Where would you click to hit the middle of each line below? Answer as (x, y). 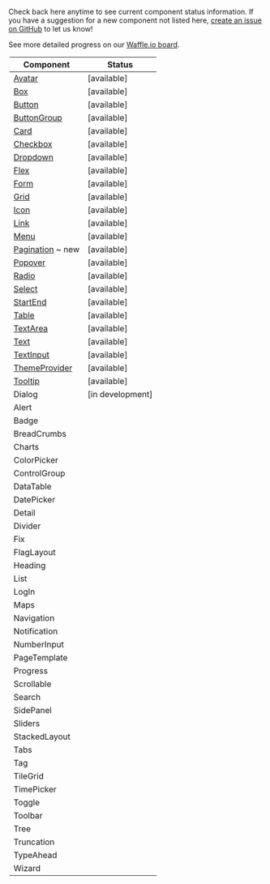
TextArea (31, 329)
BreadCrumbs (40, 434)
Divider (27, 526)
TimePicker (35, 789)
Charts (26, 447)
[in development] (120, 394)
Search (27, 697)
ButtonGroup (38, 118)
